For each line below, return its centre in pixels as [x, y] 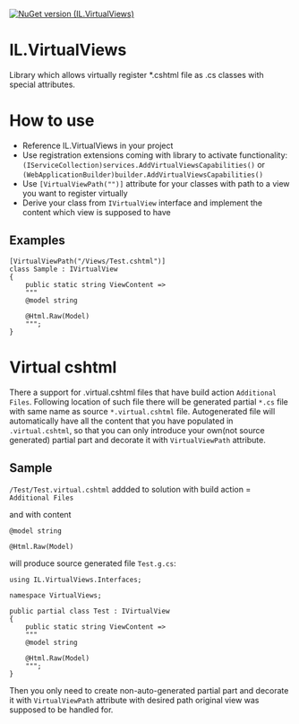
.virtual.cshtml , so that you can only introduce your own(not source [137, 430]
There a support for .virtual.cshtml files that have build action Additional [143, 392]
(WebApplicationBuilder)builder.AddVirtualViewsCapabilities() [143, 175]
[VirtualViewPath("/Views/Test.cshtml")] [88, 261]
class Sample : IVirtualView [64, 269]
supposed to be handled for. [61, 710]
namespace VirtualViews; [56, 596]
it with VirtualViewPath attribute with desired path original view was [134, 701]
